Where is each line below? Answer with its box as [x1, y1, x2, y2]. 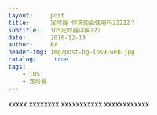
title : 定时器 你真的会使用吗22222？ [8, 19, 136, 27]
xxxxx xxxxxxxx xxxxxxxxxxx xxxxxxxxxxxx [8, 99, 149, 109]
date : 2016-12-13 [8, 33, 86, 42]
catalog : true [8, 56, 68, 64]
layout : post [8, 11, 65, 20]
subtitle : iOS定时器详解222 [8, 26, 101, 34]
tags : [8, 63, 26, 71]
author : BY [8, 41, 58, 49]
